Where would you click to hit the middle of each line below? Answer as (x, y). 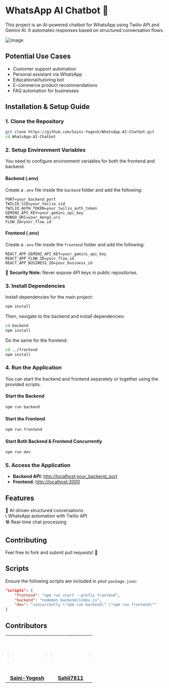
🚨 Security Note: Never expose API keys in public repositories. (72, 273)
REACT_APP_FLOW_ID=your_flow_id (40, 258)
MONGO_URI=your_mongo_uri (33, 217)
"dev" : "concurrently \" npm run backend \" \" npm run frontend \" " (86, 605)
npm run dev (18, 452)
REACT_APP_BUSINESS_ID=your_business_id (49, 263)
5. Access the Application (38, 465)
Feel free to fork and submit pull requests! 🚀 (52, 553)
